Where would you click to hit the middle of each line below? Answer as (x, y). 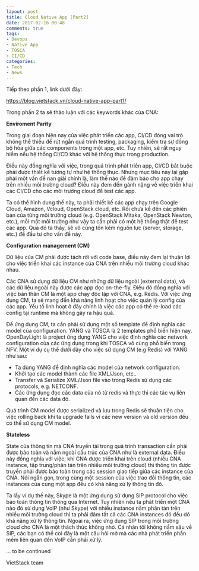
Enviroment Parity (29, 124)
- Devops (17, 39)
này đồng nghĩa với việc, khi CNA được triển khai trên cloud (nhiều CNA (94, 459)
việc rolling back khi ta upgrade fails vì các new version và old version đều (97, 417)
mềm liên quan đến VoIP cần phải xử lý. (54, 540)
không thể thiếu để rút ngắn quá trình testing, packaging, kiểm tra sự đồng (97, 142)
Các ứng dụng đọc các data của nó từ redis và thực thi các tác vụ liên (100, 393)
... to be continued (29, 551)
